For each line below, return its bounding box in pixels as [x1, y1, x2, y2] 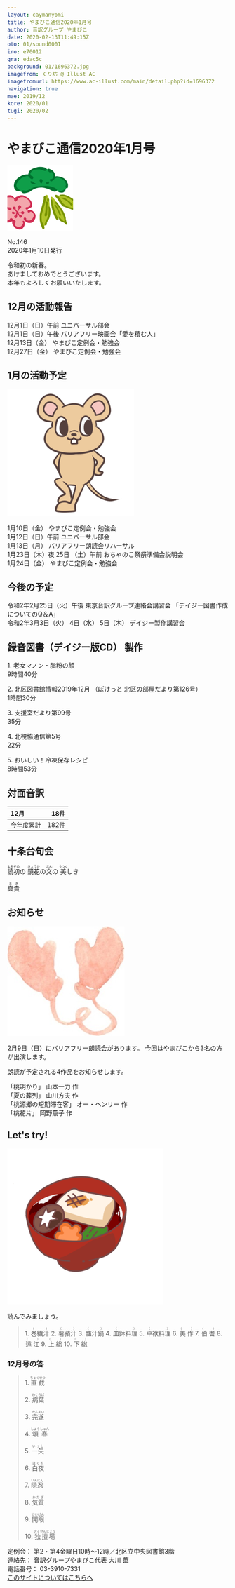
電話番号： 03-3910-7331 [7, 1564, 81, 1573]
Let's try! [7, 1129, 48, 1141]
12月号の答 [7, 1359, 44, 1368]
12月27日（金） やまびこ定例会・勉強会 [7, 347, 121, 356]
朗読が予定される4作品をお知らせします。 [7, 1067, 128, 1076]
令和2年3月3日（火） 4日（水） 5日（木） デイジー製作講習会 [7, 619, 186, 627]
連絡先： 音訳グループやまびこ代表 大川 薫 [7, 1556, 129, 1564]
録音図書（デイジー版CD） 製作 [7, 641, 143, 653]
